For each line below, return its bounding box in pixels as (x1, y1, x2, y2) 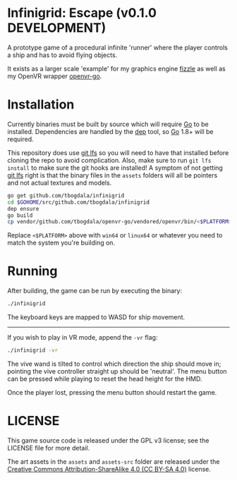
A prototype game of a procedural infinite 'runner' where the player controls (7, 43, 228, 51)
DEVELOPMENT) (7, 20, 107, 36)
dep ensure (7, 205, 39, 212)
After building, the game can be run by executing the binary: (7, 287, 182, 295)
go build (7, 211, 33, 219)
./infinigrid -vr (7, 347, 59, 354)
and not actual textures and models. (7, 178, 112, 187)
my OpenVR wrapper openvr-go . (7, 72, 102, 80)
